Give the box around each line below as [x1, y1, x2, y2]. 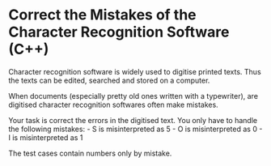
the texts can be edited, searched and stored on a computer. [8, 75, 210, 85]
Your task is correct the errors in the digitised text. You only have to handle [8, 115, 257, 125]
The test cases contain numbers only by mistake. [8, 148, 172, 158]
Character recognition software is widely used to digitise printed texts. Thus [8, 66, 261, 76]
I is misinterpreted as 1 [8, 132, 83, 143]
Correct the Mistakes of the [8, 6, 197, 24]
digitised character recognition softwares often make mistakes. [8, 100, 218, 109]
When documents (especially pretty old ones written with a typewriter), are [8, 91, 259, 100]
